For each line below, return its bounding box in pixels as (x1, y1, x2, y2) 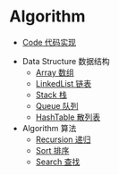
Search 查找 (35, 156, 81, 167)
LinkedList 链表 (35, 78, 92, 88)
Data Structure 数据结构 (21, 55, 110, 66)
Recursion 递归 (35, 134, 91, 145)
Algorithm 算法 (21, 122, 77, 133)
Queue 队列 (35, 100, 79, 111)
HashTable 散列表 (35, 112, 101, 122)
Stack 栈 (35, 89, 67, 100)
